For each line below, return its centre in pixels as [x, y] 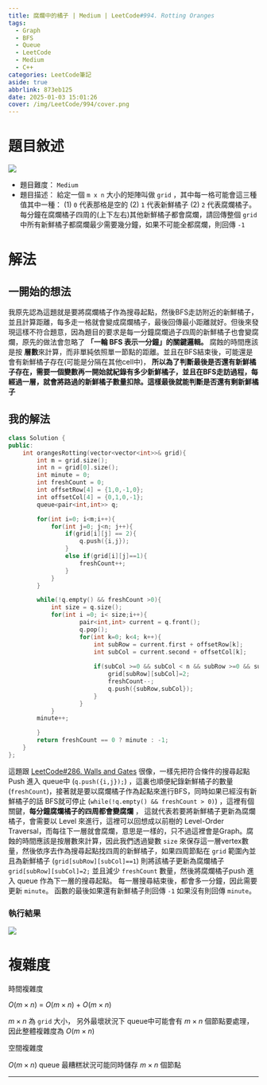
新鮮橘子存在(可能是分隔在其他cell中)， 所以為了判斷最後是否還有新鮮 [136, 362]
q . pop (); [94, 630]
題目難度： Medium [49, 185]
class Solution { [37, 438]
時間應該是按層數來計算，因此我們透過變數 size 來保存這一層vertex [132, 841]
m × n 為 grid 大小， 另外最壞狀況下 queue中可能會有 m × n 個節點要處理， [131, 1021]
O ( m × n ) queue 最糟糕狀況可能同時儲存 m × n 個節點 [95, 1064]
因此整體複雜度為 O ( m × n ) [52, 1031]
